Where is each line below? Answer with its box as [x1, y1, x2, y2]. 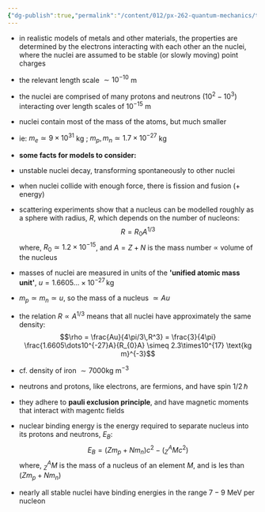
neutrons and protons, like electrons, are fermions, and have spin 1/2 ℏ [18, 381, 248, 391]
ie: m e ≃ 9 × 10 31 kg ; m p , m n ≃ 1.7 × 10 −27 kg [18, 132, 168, 145]
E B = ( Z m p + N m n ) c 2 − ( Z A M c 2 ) [87, 443, 189, 456]
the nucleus [18, 252, 58, 262]
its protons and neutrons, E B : [18, 429, 113, 441]
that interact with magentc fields [18, 405, 125, 415]
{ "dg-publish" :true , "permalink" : [7, 11, 118, 20]
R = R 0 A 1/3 [120, 226, 156, 238]
